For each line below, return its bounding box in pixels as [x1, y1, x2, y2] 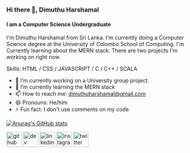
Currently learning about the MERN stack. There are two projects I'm [6, 47, 178, 54]
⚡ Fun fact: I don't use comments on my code [15, 106, 129, 113]
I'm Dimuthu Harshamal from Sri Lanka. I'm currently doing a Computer [6, 34, 184, 41]
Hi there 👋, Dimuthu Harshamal [6, 5, 99, 14]
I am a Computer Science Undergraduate [6, 21, 111, 28]
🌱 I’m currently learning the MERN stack [15, 83, 115, 90]
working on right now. [6, 53, 61, 61]
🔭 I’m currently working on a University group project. [15, 77, 150, 84]
